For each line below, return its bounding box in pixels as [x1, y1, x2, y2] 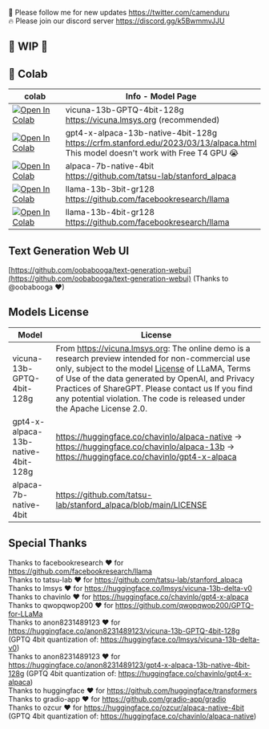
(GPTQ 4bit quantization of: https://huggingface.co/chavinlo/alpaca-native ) [8, 711, 257, 721]
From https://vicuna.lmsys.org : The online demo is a [55, 342, 251, 354]
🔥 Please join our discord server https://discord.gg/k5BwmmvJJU [8, 16, 226, 26]
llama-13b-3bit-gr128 [65, 184, 155, 195]
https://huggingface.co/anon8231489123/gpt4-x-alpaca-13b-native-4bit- [8, 660, 251, 670]
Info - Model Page [125, 91, 197, 102]
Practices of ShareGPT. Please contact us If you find [55, 383, 253, 394]
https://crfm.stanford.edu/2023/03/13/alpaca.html [65, 137, 257, 148]
